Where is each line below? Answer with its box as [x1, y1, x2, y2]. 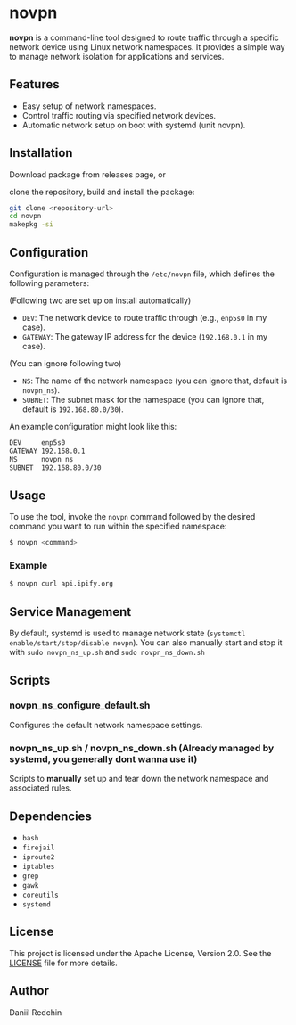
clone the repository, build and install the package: [9, 186, 195, 197]
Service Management [9, 604, 132, 619]
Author [9, 983, 49, 998]
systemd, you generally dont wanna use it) [9, 752, 198, 765]
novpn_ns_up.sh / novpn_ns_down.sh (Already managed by [9, 742, 275, 754]
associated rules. [9, 783, 72, 793]
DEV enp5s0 [9, 439, 66, 447]
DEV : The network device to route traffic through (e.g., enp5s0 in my [21, 313, 267, 323]
